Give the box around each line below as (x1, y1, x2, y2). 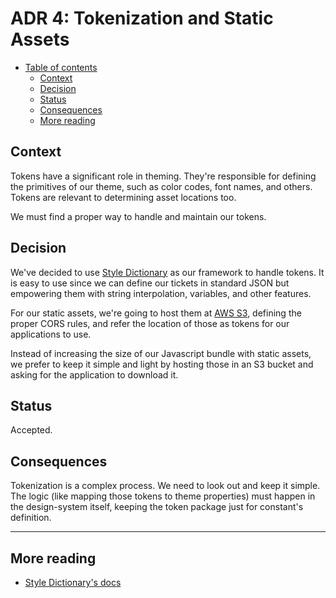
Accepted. (10, 424, 53, 436)
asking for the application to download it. (10, 368, 179, 381)
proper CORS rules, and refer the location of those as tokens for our (10, 317, 290, 329)
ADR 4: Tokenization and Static (10, 7, 274, 30)
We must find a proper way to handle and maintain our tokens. (10, 210, 267, 222)
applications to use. (10, 328, 92, 340)
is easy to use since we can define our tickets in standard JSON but (10, 277, 290, 289)
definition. (10, 512, 52, 524)
